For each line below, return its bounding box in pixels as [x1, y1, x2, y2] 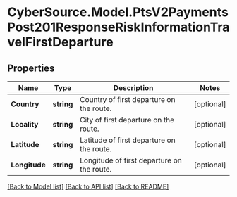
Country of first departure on [80, 95, 176, 104]
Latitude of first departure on [80, 135, 176, 145]
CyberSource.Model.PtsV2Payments [7, 4, 229, 20]
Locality [11, 120, 39, 129]
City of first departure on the [80, 115, 175, 125]
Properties [7, 62, 55, 74]
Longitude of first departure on [80, 155, 182, 165]
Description [113, 83, 154, 92]
